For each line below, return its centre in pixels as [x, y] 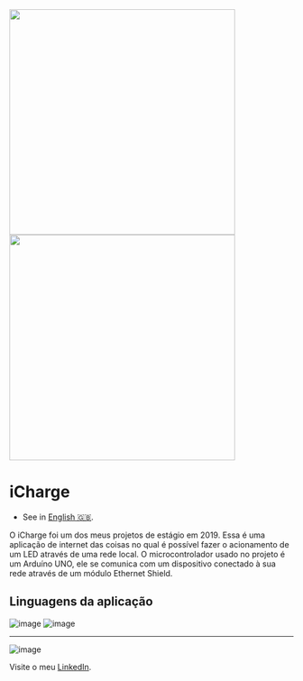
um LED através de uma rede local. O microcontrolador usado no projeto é [147, 554]
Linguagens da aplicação [81, 602]
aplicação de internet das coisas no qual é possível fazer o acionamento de [150, 544]
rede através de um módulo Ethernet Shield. [91, 573]
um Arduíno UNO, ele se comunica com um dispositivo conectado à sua [143, 564]
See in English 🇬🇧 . [58, 517]
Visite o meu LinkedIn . [50, 667]
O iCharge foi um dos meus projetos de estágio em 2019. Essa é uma [138, 535]
